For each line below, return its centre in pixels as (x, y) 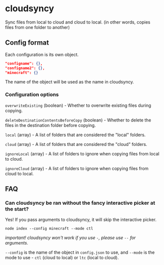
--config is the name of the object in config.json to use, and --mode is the (80, 252)
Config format (27, 43)
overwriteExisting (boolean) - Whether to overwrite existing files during (78, 105)
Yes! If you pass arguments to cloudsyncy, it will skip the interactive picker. (81, 220)
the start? (17, 209)
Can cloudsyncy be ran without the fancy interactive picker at (80, 203)
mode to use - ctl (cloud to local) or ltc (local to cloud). (62, 258)
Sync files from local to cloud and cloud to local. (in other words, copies (78, 22)
